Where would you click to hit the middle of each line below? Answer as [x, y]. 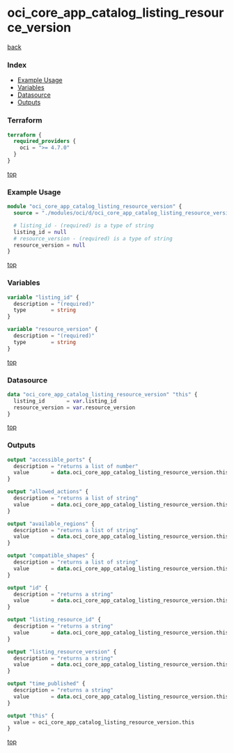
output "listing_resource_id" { [54, 620]
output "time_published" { [46, 684]
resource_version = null [49, 245]
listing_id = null [40, 232]
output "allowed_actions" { [48, 492]
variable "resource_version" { [53, 329]
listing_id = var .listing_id [65, 401]
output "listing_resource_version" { [62, 652]
